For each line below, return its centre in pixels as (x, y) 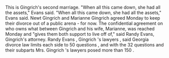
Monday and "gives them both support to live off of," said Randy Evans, (80, 34)
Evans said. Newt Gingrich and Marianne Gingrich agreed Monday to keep (83, 18)
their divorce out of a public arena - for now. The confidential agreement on (84, 23)
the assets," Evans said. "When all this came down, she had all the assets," (83, 13)
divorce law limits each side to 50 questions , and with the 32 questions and (84, 45)
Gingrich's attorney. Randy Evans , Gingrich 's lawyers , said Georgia (77, 39)
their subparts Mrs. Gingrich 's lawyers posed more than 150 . (70, 50)
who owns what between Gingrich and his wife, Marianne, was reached (80, 29)
